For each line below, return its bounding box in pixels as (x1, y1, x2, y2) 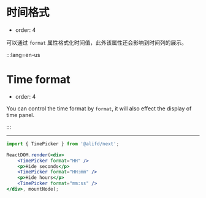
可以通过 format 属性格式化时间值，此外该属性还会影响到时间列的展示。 (6, 39, 187, 46)
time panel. (6, 111, 35, 118)
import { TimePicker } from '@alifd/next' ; (6, 140, 120, 147)
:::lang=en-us (6, 51, 41, 58)
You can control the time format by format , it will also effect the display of (6, 105, 192, 112)
